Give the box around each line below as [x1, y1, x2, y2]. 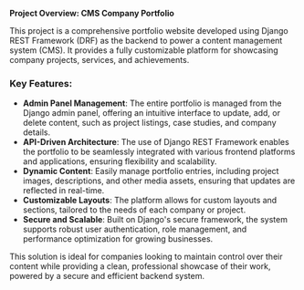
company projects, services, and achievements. [9, 55, 190, 65]
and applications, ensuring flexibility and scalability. [22, 156, 217, 167]
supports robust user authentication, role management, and [22, 223, 247, 235]
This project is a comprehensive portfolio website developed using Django [9, 26, 289, 36]
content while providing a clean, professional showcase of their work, [9, 261, 271, 272]
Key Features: [9, 77, 73, 89]
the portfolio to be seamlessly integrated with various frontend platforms [22, 146, 296, 158]
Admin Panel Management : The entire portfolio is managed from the [22, 98, 282, 109]
